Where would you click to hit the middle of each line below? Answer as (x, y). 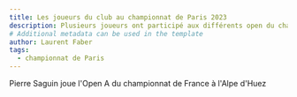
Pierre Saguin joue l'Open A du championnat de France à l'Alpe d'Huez (138, 83)
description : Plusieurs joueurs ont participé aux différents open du (142, 26)
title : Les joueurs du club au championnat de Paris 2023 (118, 17)
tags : (19, 50)
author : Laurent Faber (51, 42)
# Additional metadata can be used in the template (106, 34)
